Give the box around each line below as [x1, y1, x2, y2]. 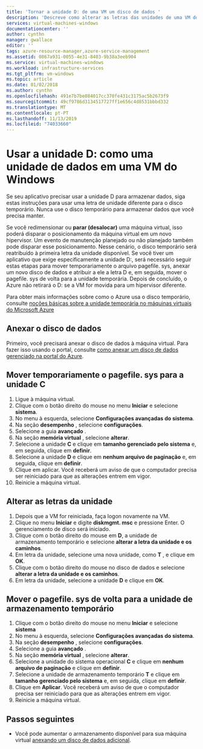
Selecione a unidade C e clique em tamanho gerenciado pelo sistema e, [14, 440, 196, 448]
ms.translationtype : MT [6, 104, 66, 111]
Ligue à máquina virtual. [14, 395, 76, 402]
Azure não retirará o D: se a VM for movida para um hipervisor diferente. [6, 281, 187, 289]
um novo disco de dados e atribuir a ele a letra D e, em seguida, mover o [6, 269, 187, 276]
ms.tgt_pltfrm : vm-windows [6, 71, 74, 77]
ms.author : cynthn [6, 88, 53, 94]
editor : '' [6, 43, 34, 49]
